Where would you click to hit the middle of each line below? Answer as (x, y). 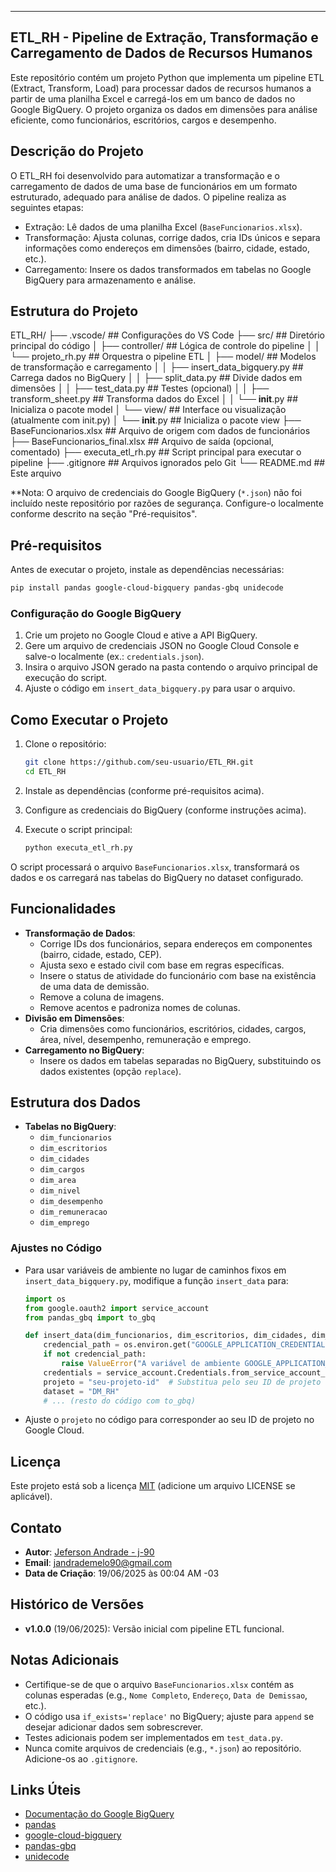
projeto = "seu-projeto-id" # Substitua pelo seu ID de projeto (182, 1382)
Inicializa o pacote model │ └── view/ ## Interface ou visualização (148, 410)
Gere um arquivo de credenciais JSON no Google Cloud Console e (162, 646)
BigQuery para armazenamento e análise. (110, 280)
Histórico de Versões (77, 1604)
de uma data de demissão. (94, 986)
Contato (36, 1527)
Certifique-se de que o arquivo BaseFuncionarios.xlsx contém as (159, 1684)
